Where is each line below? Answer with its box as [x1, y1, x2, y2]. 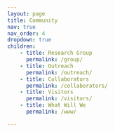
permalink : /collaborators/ [25, 82, 109, 89]
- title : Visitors [20, 88, 74, 95]
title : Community [7, 17, 58, 24]
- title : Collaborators [20, 75, 90, 83]
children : [7, 43, 36, 50]
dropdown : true [7, 37, 52, 44]
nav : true [7, 23, 36, 30]
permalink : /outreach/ [25, 69, 93, 76]
